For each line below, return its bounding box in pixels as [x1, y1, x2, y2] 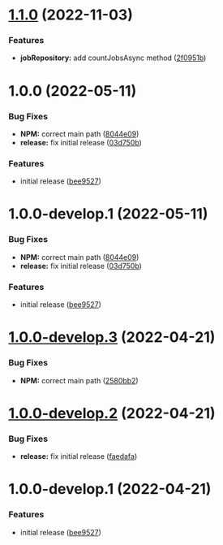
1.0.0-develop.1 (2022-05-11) [8, 205, 208, 223]
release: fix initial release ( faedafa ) [19, 452, 138, 461]
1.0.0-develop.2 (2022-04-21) [8, 404, 217, 422]
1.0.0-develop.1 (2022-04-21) [8, 480, 212, 499]
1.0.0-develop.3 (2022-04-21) [8, 328, 216, 347]
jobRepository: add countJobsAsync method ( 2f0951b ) [19, 53, 207, 63]
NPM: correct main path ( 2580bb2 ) [19, 375, 139, 385]
